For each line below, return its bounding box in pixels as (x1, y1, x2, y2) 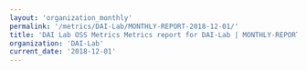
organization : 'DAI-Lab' (9, 38, 104, 48)
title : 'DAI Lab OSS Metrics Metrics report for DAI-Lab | (9, 30, 239, 39)
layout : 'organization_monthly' (9, 13, 132, 23)
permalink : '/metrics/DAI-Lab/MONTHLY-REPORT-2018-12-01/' (9, 22, 239, 31)
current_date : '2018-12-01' (9, 47, 117, 56)
